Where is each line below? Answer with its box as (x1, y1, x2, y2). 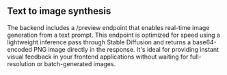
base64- (192, 37, 217, 46)
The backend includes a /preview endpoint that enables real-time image (7, 23, 210, 31)
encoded (7, 45, 33, 53)
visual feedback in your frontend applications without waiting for (7, 52, 189, 61)
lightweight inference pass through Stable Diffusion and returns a (7, 37, 191, 46)
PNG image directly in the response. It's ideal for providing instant (34, 45, 219, 53)
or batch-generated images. (36, 59, 116, 67)
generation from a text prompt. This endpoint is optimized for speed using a (7, 31, 221, 39)
